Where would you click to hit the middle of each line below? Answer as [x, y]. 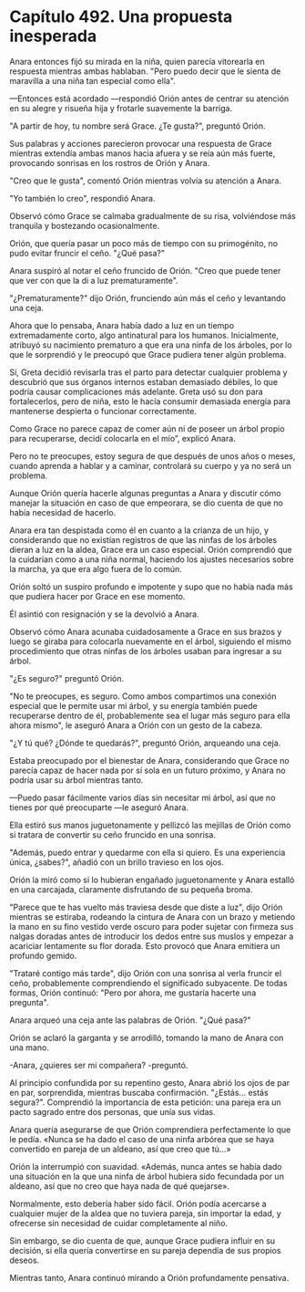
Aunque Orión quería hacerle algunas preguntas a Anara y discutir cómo [145, 493]
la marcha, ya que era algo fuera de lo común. [96, 568]
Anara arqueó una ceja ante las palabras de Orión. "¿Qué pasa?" [130, 1020]
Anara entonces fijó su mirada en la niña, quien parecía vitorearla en [137, 61]
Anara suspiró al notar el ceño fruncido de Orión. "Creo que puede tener [145, 270]
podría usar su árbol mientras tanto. [76, 780]
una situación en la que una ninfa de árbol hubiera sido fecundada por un [147, 1176]
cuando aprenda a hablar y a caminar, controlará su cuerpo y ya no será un [150, 465]
